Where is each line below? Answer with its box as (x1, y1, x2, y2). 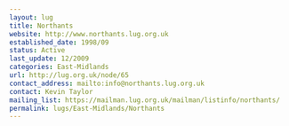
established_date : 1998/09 (9, 37, 109, 47)
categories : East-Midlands (9, 63, 109, 72)
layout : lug (9, 12, 53, 22)
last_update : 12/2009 (9, 54, 90, 63)
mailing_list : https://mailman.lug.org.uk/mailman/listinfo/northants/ (9, 95, 280, 105)
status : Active (9, 46, 66, 55)
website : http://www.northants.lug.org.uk (9, 29, 169, 38)
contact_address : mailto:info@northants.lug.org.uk (9, 79, 205, 88)
